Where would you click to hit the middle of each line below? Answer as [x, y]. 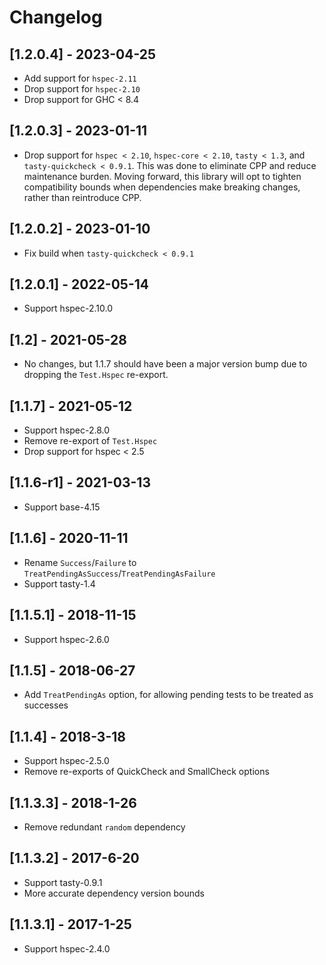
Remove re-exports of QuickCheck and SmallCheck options [146, 772]
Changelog [56, 17]
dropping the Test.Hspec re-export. [96, 375]
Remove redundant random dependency [104, 827]
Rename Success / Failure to [80, 562]
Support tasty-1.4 [59, 583]
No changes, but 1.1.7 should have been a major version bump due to [165, 364]
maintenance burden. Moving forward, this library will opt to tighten [162, 176]
